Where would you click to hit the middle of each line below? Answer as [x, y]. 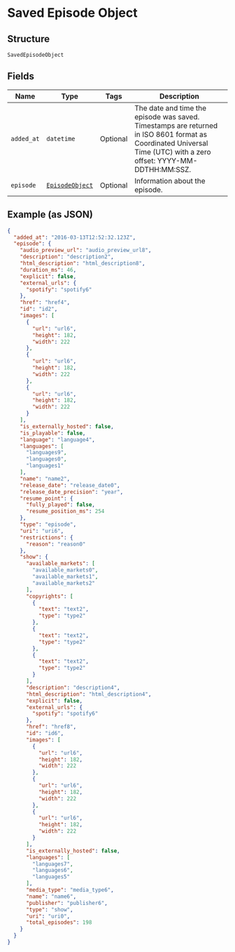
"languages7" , [53, 864]
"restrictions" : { [47, 537]
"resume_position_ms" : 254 [65, 511]
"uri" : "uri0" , [48, 916]
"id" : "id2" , [39, 309]
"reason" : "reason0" [56, 544]
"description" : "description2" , [67, 257]
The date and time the [170, 108]
